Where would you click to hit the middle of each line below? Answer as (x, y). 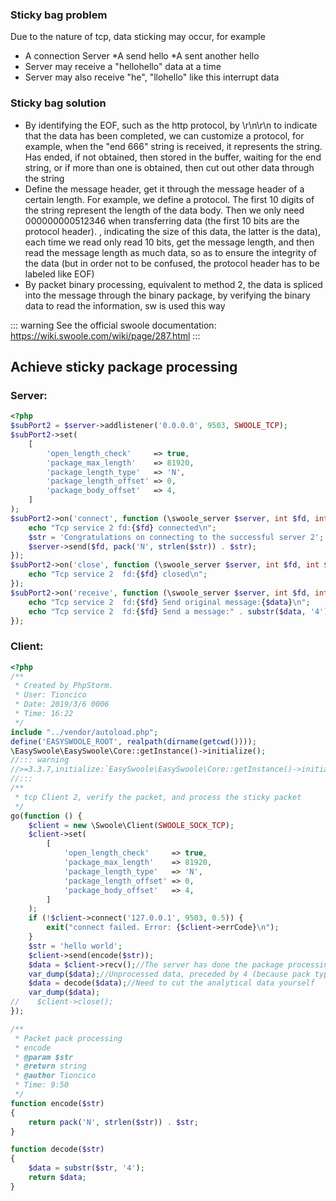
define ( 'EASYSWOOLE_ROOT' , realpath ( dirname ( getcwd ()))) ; (133, 741)
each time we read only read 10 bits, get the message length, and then (169, 242)
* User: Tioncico (50, 695)
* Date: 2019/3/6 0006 (62, 704)
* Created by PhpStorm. (64, 686)
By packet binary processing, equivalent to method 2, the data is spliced (173, 284)
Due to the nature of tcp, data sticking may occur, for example (138, 37)
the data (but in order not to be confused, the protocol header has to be (172, 263)
